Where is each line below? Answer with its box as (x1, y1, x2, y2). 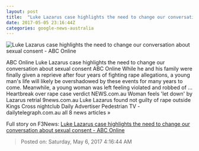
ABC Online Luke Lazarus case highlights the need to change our (6, 59, 165, 66)
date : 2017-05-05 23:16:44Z (6, 19, 76, 25)
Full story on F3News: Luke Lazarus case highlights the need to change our (6, 120, 191, 127)
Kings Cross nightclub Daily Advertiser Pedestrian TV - (6, 103, 140, 110)
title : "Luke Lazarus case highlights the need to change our (6, 14, 166, 20)
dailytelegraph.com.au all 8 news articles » (6, 109, 111, 116)
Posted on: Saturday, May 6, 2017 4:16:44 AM (20, 138, 132, 145)
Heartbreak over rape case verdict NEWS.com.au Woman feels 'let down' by (6, 90, 192, 97)
